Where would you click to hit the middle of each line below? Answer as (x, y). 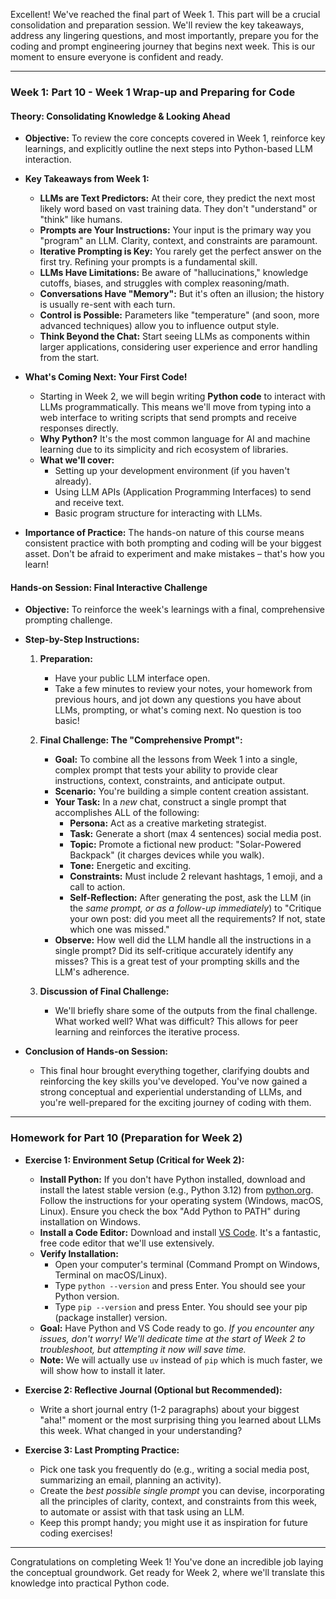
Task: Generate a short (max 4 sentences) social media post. (195, 834)
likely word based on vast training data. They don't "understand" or (178, 209)
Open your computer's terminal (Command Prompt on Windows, (187, 1264)
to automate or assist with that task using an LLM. (142, 1511)
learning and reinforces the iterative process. (147, 1032)
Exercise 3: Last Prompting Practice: (102, 1450)
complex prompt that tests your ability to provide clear (166, 770)
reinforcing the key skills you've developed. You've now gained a (173, 1081)
